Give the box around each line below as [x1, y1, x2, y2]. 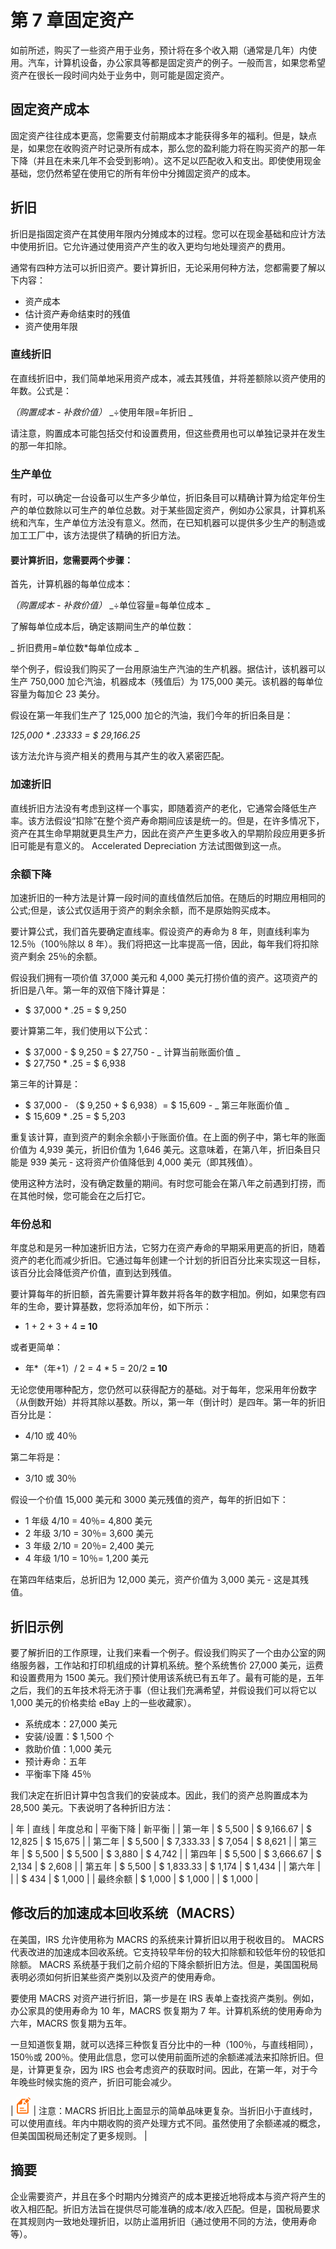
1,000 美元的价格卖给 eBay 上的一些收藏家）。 [10, 1697, 197, 1709]
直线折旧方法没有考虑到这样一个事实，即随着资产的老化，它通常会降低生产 [10, 802, 317, 814]
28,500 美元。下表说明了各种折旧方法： [10, 1802, 174, 1814]
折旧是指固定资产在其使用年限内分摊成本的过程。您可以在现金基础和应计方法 [10, 227, 326, 240]
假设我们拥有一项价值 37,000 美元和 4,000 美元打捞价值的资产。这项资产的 [10, 971, 318, 983]
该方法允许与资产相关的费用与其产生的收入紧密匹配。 [10, 750, 230, 762]
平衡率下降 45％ [24, 1768, 92, 1780]
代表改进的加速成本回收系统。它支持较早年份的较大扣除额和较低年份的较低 [10, 1946, 317, 1958]
